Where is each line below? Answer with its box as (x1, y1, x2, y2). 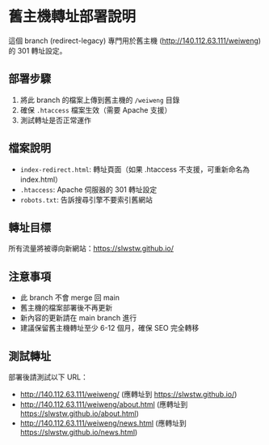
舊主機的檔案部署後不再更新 (19, 303, 113, 313)
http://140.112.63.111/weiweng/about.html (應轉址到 (19, 400, 188, 409)
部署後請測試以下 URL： (8, 372, 89, 382)
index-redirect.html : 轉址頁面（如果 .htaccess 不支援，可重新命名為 (19, 164, 250, 174)
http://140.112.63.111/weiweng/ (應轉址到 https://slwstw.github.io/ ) (19, 390, 237, 399)
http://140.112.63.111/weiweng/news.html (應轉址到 (19, 418, 187, 428)
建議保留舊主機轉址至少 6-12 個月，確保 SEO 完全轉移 (19, 323, 200, 333)
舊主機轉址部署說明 (8, 7, 137, 26)
